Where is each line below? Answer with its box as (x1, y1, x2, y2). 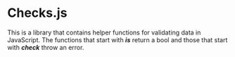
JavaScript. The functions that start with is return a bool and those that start (7, 35, 228, 44)
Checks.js (7, 5, 68, 21)
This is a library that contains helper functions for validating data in (7, 28, 201, 37)
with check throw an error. (7, 43, 84, 51)
